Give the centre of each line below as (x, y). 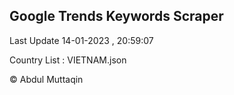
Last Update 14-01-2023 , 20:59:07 (81, 40)
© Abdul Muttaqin (46, 79)
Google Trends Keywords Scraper (116, 16)
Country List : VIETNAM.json (68, 60)
